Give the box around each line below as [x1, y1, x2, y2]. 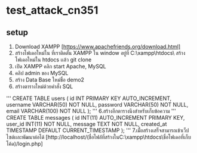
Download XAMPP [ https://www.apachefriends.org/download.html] [14, 43, 181, 50]
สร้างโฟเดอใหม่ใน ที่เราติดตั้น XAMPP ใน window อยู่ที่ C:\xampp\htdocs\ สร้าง [14, 49, 186, 57]
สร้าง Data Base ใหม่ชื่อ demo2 [14, 76, 85, 83]
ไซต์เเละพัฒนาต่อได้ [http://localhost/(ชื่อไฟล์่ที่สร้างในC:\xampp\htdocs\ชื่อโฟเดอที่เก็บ [6, 133, 191, 140]
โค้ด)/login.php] [6, 140, 43, 147]
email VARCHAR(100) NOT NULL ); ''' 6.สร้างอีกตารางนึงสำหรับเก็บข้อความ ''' [6, 108, 176, 114]
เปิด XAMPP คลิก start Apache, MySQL [14, 63, 106, 70]
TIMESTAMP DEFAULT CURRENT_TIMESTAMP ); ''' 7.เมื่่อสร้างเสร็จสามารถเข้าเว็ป [6, 127, 189, 134]
